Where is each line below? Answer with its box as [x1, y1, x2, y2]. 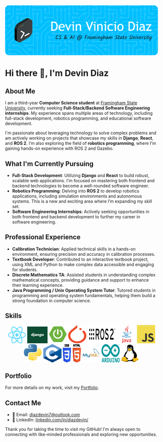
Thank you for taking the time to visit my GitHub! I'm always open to [5, 426, 141, 432]
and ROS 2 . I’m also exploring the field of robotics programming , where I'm [5, 141, 156, 146]
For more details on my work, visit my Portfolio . [5, 385, 99, 390]
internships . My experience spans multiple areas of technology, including [5, 110, 153, 116]
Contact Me [5, 399, 41, 407]
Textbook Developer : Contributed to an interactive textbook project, [12, 256, 149, 262]
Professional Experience [5, 233, 81, 241]
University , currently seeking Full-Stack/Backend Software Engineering [5, 105, 150, 111]
